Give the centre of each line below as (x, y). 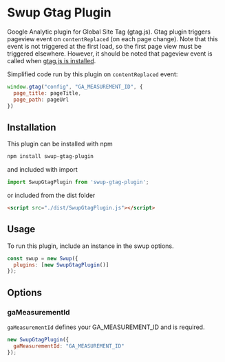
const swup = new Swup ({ (43, 258)
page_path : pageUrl (41, 100)
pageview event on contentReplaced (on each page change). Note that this (112, 38)
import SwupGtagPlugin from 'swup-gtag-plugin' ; (78, 182)
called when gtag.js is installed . (52, 60)
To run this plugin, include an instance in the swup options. (90, 246)
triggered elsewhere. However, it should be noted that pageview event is (110, 54)
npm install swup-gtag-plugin (51, 157)
